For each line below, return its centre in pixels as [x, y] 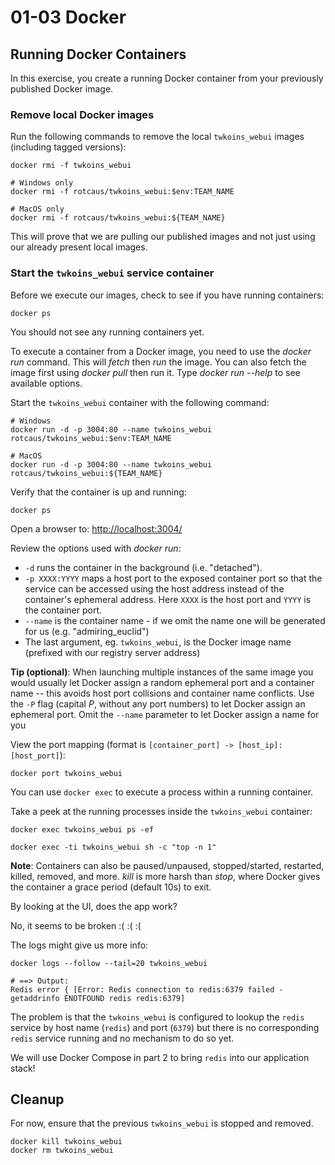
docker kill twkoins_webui [66, 1142]
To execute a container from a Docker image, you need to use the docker [161, 351]
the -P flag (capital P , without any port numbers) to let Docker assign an [158, 703]
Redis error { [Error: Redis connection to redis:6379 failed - [147, 989]
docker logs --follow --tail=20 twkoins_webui [109, 963]
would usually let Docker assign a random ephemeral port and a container [162, 682]
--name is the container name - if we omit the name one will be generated [175, 620]
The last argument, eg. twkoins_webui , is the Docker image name [158, 642]
